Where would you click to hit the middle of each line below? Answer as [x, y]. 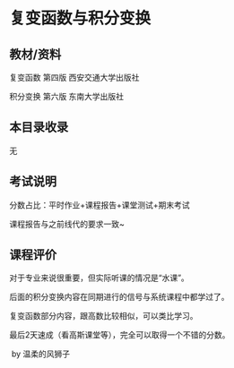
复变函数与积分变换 [80, 18]
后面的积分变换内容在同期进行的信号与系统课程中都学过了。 [119, 297]
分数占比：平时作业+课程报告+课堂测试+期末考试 [100, 205]
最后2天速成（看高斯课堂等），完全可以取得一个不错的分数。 [120, 335]
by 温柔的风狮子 [41, 354]
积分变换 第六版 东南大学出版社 [66, 96]
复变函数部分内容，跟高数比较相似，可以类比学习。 [104, 316]
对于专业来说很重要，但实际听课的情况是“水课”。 [100, 278]
